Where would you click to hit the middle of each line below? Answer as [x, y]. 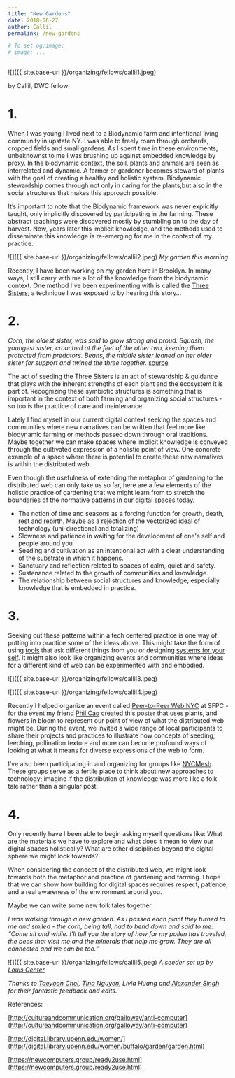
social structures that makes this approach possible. [83, 192]
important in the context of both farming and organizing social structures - [115, 398]
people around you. [46, 543]
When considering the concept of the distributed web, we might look [107, 869]
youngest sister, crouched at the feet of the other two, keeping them [106, 347]
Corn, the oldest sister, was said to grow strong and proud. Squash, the [111, 340]
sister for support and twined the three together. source [88, 362]
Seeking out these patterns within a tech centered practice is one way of [113, 635]
